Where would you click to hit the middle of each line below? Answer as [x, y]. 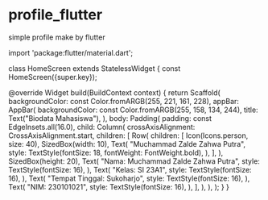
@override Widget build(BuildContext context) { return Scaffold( [115, 92]
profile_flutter [56, 15]
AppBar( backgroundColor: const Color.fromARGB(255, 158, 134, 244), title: [134, 110]
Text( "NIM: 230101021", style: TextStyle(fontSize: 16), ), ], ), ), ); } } [119, 186]
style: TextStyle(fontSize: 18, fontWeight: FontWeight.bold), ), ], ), [116, 152]
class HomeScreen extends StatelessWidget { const [95, 68]
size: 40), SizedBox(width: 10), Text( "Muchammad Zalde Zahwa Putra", [127, 144]
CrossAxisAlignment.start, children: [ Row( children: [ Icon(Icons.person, [128, 135]
